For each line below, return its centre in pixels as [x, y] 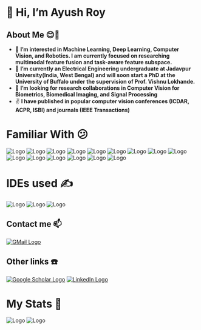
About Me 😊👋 [33, 35]
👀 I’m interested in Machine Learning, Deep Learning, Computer [97, 49]
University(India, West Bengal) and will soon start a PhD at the [95, 75]
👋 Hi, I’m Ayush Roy [56, 12]
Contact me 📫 [34, 224]
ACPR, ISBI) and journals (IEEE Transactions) [73, 110]
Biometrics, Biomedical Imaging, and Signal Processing [86, 94]
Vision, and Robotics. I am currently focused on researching [92, 56]
